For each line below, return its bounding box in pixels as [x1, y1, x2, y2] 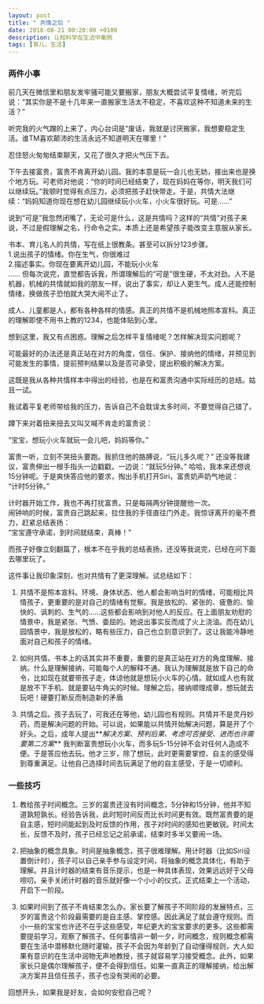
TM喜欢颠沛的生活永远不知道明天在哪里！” [28, 134, 167, 143]
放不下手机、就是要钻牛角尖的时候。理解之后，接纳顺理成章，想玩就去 [26, 683, 254, 693]
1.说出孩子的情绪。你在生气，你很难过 [8, 249, 130, 259]
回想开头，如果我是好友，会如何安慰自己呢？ [8, 987, 153, 997]
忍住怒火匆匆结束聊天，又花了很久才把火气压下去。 [8, 150, 174, 160]
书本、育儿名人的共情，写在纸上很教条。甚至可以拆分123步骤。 [8, 240, 212, 249]
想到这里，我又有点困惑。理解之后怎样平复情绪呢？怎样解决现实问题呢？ [8, 332, 242, 342]
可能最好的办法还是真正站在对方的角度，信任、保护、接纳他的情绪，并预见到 [8, 349, 256, 359]
